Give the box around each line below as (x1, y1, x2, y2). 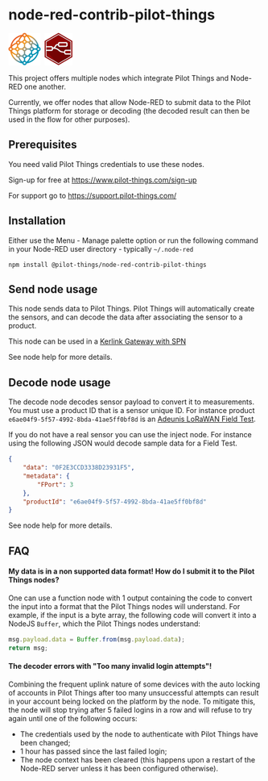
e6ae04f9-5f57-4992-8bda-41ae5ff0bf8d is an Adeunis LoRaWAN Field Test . (8, 414, 256, 424)
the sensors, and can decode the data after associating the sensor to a (8, 312, 243, 322)
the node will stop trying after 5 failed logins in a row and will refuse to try (8, 704, 253, 715)
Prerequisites (8, 138, 77, 152)
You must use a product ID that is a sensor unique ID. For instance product (8, 406, 255, 416)
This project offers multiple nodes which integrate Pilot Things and (8, 73, 229, 82)
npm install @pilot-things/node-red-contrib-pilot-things (8, 261, 207, 269)
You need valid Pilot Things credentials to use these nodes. (8, 159, 205, 169)
